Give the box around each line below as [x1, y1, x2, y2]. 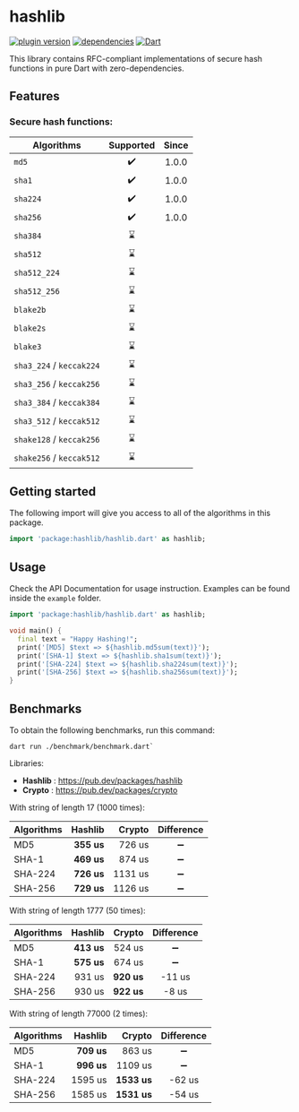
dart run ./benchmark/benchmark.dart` [9, 742, 154, 751]
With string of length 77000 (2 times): [9, 1008, 149, 1019]
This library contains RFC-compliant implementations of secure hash [9, 53, 262, 64]
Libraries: [9, 757, 45, 768]
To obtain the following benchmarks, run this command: [9, 724, 215, 736]
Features [9, 89, 60, 104]
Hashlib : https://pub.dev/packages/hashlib [21, 775, 184, 786]
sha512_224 [13, 268, 60, 279]
